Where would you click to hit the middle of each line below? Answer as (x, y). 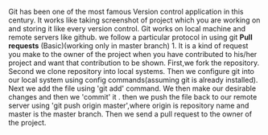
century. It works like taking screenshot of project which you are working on (134, 20)
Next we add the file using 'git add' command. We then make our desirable (132, 88)
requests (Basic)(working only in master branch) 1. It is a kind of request (128, 46)
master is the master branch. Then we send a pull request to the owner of (130, 114)
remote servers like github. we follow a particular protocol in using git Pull (130, 37)
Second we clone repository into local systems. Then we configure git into (132, 71)
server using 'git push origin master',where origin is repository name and (129, 105)
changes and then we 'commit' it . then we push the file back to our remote (133, 97)
